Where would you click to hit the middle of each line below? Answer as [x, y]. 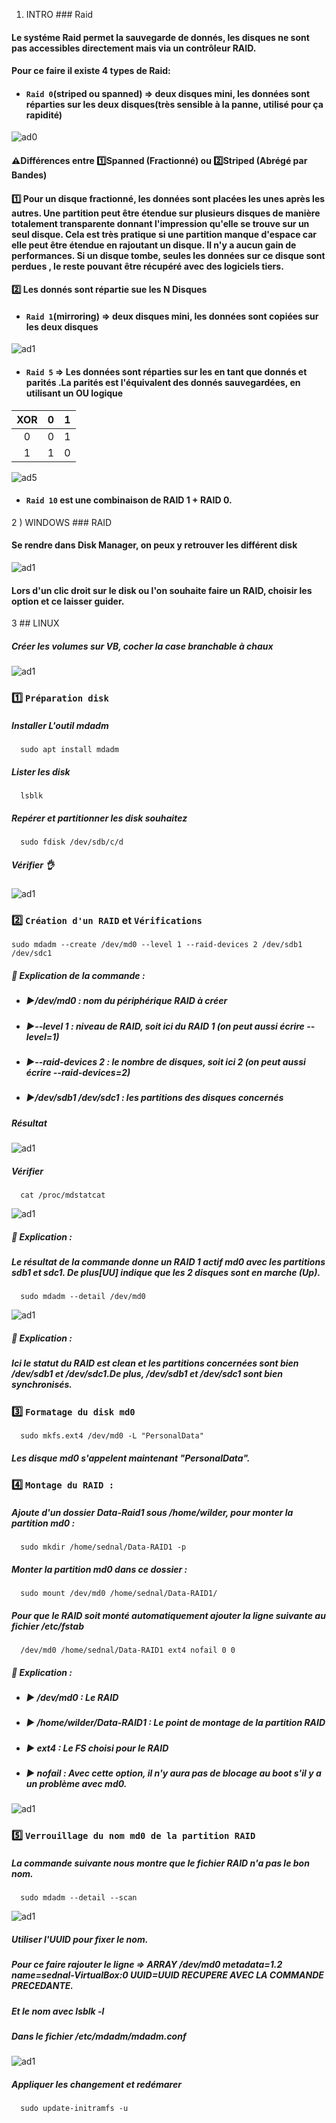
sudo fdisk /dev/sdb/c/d [72, 842]
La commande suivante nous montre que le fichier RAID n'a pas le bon [160, 1863]
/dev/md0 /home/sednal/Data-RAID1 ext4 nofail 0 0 [128, 1650]
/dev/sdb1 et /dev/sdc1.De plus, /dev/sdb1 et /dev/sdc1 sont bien [147, 1374]
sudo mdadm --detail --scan [79, 1898]
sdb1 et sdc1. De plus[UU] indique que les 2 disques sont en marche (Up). [166, 1273]
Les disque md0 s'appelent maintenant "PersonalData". [131, 1458]
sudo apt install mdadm [69, 750]
